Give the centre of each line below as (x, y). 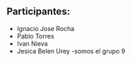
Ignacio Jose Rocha (46, 28)
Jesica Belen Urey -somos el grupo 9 (71, 51)
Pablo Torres (35, 36)
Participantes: (38, 12)
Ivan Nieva (32, 43)
